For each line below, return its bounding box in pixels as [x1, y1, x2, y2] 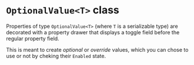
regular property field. [6, 35, 60, 42]
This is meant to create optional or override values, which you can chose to [6, 46, 189, 53]
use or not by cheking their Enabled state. [6, 52, 106, 59]
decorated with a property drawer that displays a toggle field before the [6, 28, 180, 35]
